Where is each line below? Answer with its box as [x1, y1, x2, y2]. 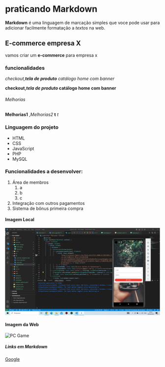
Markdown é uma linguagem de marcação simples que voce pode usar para [5, 20, 160, 26]
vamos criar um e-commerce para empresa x [5, 52, 98, 58]
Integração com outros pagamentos [12, 200, 85, 206]
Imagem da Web [5, 322, 39, 328]
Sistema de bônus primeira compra [12, 205, 83, 211]
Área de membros [12, 179, 49, 185]
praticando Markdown [5, 3, 98, 15]
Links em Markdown [5, 344, 48, 350]
